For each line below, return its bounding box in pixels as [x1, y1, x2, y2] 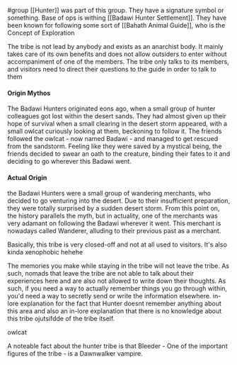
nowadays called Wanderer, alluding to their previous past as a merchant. [7, 227, 221, 235]
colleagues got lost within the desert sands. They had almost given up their [7, 112, 226, 120]
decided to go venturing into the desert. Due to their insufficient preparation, [7, 196, 231, 205]
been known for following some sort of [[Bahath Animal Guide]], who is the [7, 21, 226, 29]
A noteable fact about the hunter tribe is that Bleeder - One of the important [7, 342, 228, 350]
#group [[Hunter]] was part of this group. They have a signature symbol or [7, 6, 224, 14]
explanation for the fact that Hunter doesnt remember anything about [20, 299, 221, 308]
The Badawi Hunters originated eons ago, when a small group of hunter [7, 104, 216, 113]
